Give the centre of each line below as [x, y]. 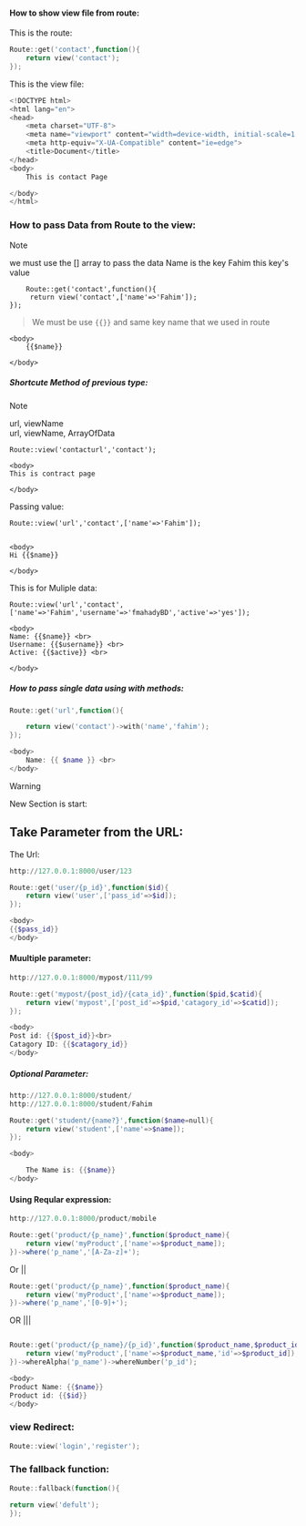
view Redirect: [42, 1428]
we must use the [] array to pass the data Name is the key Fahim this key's [149, 262]
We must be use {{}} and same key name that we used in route [151, 322]
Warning [25, 786]
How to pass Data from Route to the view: [103, 225]
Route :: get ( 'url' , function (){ [67, 711]
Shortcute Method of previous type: [79, 383]
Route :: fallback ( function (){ [65, 1488]
